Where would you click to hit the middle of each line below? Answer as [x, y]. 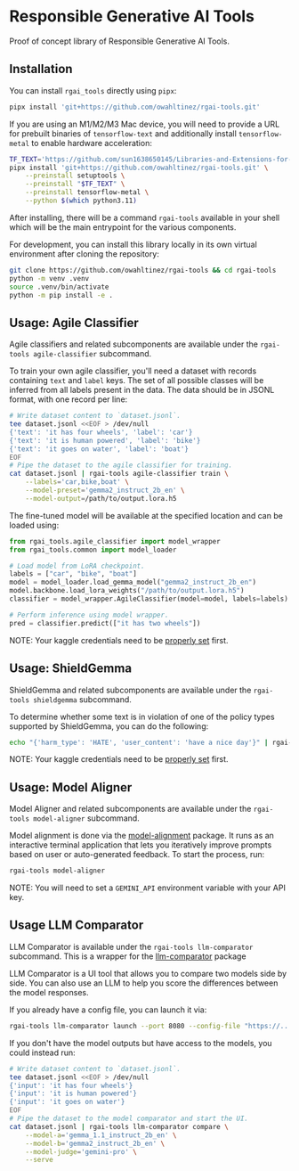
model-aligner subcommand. [86, 818]
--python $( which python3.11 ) [81, 201]
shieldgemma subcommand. [82, 699]
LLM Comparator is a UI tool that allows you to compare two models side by [148, 973]
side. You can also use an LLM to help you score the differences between [144, 983]
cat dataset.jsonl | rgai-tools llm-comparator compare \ [119, 1126]
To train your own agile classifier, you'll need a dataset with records [133, 371]
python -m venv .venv [49, 278]
